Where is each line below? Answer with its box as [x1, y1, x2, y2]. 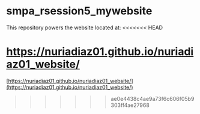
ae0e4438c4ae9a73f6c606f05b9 [111, 95, 195, 102]
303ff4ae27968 [111, 101, 150, 109]
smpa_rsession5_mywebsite [6, 4, 153, 18]
